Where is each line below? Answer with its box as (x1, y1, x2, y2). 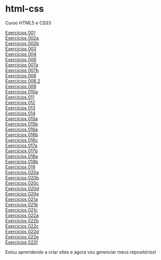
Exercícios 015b (5, 121, 38, 127)
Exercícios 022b (5, 218, 39, 224)
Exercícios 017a (5, 142, 38, 148)
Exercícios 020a (5, 169, 39, 175)
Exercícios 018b (5, 158, 38, 164)
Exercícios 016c (5, 137, 38, 143)
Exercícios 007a (5, 62, 38, 68)
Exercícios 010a (5, 89, 38, 95)
